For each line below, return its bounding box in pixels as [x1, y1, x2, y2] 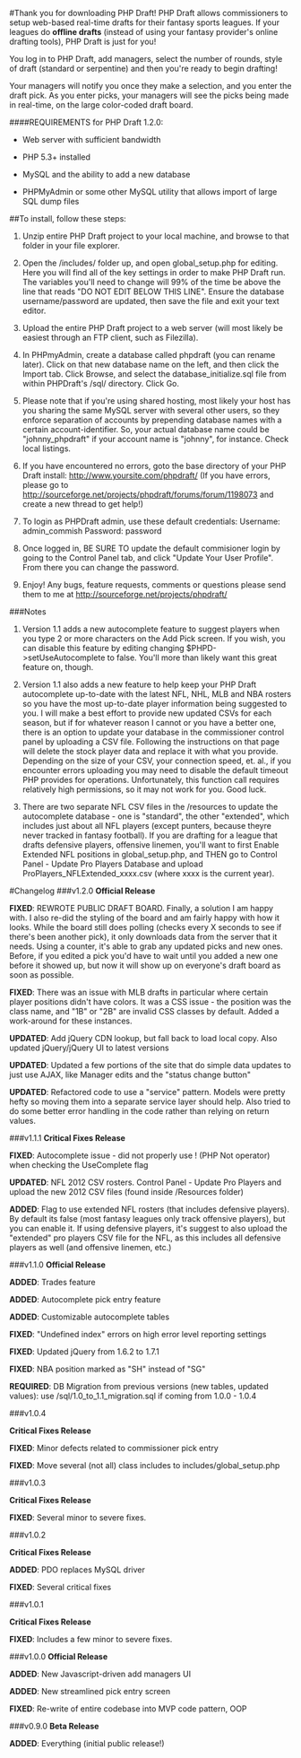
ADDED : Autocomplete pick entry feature [9, 1294, 161, 1304]
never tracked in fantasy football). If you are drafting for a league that [21, 830, 278, 840]
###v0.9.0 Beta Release [9, 1721, 99, 1731]
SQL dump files [21, 196, 80, 206]
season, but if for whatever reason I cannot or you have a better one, [21, 718, 277, 727]
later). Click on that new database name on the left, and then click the [21, 359, 279, 370]
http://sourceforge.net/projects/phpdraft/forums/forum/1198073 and [21, 489, 274, 500]
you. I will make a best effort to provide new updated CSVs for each [21, 708, 272, 718]
